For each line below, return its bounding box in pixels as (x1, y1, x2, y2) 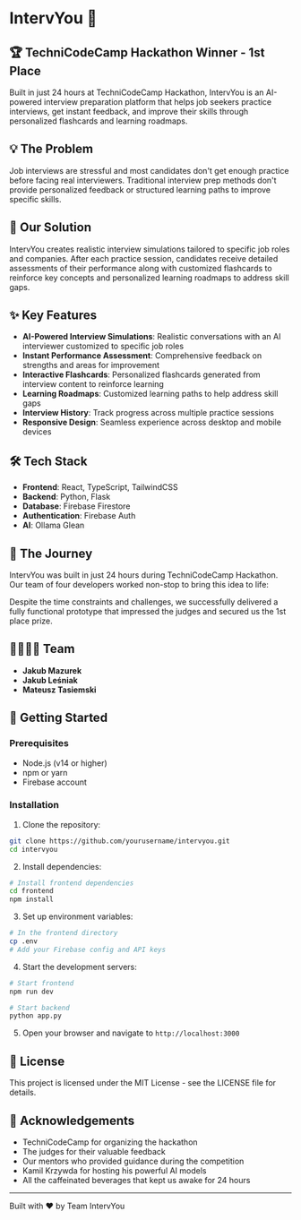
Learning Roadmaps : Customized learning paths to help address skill (21, 389, 279, 400)
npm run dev (9, 987, 54, 996)
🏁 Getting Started (9, 710, 108, 726)
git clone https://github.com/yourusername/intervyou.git (9, 837, 230, 846)
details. (9, 1087, 37, 1098)
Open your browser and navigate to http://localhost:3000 (21, 1027, 240, 1038)
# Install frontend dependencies (9, 878, 134, 888)
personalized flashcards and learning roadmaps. (9, 116, 188, 126)
